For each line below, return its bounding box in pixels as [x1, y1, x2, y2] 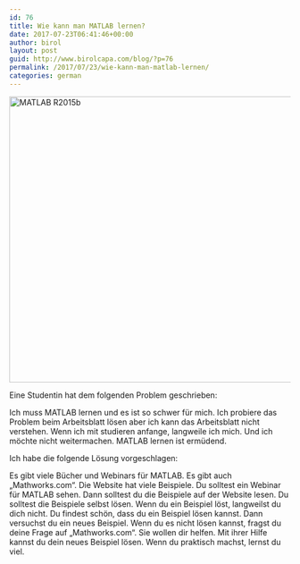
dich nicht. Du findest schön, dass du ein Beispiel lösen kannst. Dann [9, 508, 263, 518]
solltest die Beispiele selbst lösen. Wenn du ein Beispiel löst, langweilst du [9, 498, 281, 509]
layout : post [9, 46, 58, 55]
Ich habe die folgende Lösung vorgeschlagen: [9, 452, 179, 463]
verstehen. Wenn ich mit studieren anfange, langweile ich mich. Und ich [9, 425, 273, 436]
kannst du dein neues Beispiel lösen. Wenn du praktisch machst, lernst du [9, 536, 281, 547]
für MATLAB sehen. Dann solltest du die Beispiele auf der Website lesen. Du [9, 489, 289, 500]
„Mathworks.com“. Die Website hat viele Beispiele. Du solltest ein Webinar [9, 479, 281, 490]
